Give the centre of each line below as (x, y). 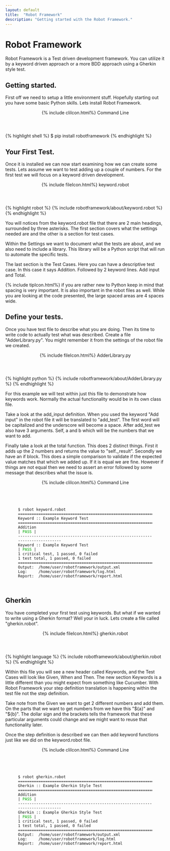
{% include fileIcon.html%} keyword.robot (85, 184)
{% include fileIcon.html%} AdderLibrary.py (85, 355)
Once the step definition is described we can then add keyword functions (82, 734)
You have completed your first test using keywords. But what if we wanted (83, 612)
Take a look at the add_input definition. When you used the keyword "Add (82, 414)
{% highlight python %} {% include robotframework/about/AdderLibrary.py (84, 378)
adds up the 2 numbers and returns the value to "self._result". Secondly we (84, 451)
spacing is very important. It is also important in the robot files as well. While (85, 290)
